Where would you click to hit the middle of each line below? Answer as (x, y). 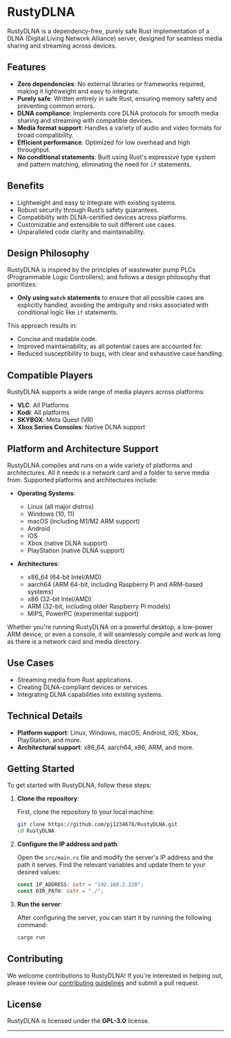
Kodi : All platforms (43, 413)
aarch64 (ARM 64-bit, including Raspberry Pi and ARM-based (115, 584)
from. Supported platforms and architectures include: (82, 480)
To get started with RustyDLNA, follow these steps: (79, 786)
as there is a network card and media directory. (74, 641)
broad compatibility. (45, 135)
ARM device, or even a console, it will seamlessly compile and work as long (114, 634)
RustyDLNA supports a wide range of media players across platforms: (106, 392)
